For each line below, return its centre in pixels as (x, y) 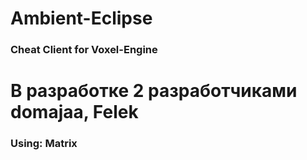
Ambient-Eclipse (81, 18)
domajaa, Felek (74, 112)
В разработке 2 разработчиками (154, 91)
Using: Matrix (44, 144)
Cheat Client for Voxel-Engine (84, 50)
